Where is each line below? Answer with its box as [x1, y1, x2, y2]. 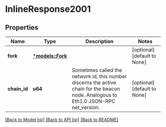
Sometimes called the [72, 67, 123, 73]
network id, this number [72, 73, 127, 80]
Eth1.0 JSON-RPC [72, 98, 116, 105]
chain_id [7, 85, 28, 92]
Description [85, 38, 114, 45]
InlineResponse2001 [5, 3, 91, 15]
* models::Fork [33, 53, 68, 59]
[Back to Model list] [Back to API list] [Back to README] [5, 117, 119, 123]
